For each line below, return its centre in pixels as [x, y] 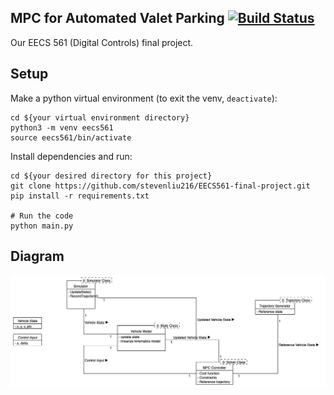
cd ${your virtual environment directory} [100, 117]
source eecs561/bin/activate [71, 137]
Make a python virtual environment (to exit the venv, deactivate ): [144, 98]
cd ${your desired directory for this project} [111, 176]
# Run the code [42, 216]
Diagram [37, 256]
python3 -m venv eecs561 [62, 127]
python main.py [42, 226]
